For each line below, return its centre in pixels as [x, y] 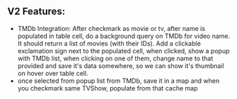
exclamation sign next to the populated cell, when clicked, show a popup [123, 51]
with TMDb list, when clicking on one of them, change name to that [115, 58]
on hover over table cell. [53, 73]
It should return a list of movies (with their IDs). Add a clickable [109, 43]
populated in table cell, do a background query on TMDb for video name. [124, 36]
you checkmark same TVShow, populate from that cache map [108, 88]
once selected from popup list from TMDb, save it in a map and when [118, 81]
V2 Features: [36, 12]
